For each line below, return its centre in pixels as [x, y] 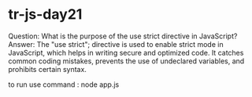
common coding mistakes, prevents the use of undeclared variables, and [126, 61]
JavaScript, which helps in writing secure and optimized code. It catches [126, 52]
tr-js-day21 [45, 14]
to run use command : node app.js [64, 84]
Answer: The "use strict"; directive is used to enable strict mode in [116, 44]
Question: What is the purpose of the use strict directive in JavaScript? [123, 36]
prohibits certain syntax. [47, 69]
